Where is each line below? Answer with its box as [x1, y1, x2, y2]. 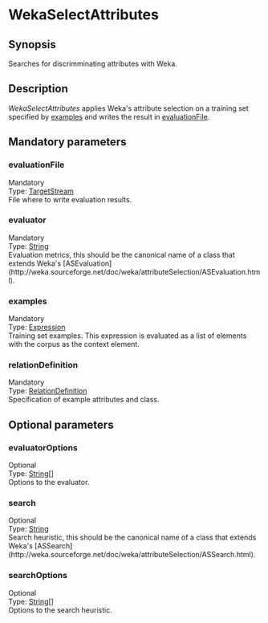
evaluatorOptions [8, 442, 78, 453]
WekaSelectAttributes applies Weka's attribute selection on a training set [8, 103, 249, 113]
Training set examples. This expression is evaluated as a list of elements [8, 331, 247, 340]
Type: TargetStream [8, 186, 75, 196]
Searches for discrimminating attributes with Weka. [8, 59, 178, 68]
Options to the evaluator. [8, 478, 90, 487]
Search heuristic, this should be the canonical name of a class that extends [8, 532, 257, 543]
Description [8, 82, 68, 96]
